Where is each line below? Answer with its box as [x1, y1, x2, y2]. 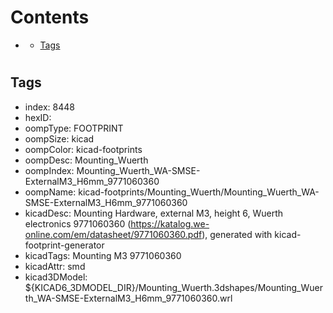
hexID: [24, 111, 52, 123]
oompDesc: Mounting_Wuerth [24, 154, 149, 166]
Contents [10, 6, 90, 29]
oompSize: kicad [24, 132, 95, 145]
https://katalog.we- [130, 217, 210, 230]
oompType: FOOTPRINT [24, 122, 124, 134]
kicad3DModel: [24, 271, 88, 283]
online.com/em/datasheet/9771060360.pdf [24, 228, 203, 240]
